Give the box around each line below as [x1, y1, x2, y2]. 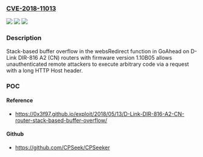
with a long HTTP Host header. [6, 66, 83, 74]
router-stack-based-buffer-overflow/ [15, 117, 107, 124]
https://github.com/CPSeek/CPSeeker [15, 144, 110, 151]
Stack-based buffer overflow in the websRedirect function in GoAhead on [6, 47, 190, 55]
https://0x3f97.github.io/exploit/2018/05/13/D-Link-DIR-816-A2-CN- [15, 110, 185, 117]
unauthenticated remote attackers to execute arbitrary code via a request [6, 60, 189, 68]
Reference [6, 97, 33, 104]
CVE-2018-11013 [6, 4, 56, 13]
